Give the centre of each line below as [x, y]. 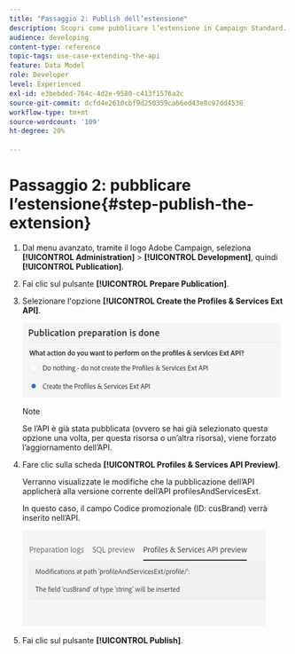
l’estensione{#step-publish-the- [132, 205]
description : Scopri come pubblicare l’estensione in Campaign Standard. [148, 28]
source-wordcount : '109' [55, 122]
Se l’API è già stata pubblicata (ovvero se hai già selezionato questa [145, 428]
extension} [50, 223]
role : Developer [39, 75]
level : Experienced [45, 84]
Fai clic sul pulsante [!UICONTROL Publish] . [102, 640]
